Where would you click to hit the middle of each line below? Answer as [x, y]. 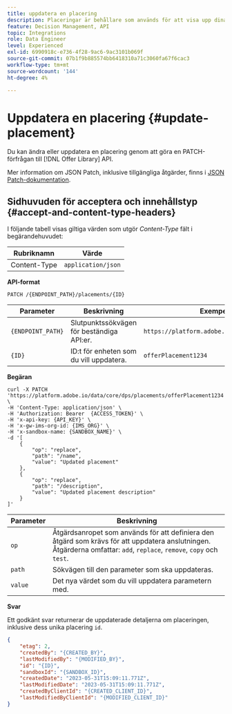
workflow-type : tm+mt [38, 65]
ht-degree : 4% [28, 78]
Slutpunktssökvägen [103, 323]
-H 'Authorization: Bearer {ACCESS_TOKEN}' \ [75, 414]
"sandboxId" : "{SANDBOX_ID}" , [63, 672]
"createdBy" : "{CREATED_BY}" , [63, 653]
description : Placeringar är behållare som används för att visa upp [109, 20]
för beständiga [94, 331]
